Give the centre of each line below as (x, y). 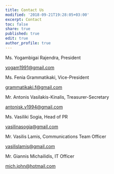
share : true (18, 29)
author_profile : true (28, 43)
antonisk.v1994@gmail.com (34, 107)
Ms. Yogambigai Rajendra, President (43, 57)
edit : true (17, 39)
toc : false (17, 24)
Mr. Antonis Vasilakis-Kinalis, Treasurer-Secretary (57, 97)
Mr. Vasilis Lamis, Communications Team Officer (56, 136)
